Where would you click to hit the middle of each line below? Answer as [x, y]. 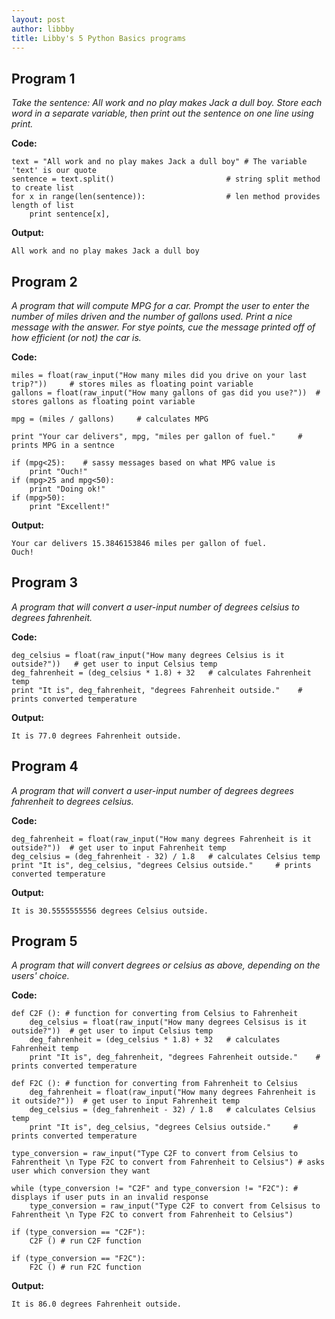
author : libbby [43, 29]
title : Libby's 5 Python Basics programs [99, 38]
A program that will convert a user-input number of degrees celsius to [155, 607]
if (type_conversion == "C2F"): [78, 1232]
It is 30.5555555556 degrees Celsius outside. [110, 911]
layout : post [38, 19]
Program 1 [43, 78]
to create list [43, 188]
